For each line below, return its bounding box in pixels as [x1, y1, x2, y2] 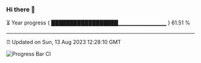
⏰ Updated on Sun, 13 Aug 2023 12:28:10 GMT [6, 39, 121, 46]
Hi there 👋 [6, 5, 36, 14]
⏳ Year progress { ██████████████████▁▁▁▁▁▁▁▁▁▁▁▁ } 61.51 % [6, 19, 190, 26]
